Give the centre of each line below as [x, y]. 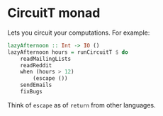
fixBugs [31, 92]
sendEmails [36, 85]
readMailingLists [46, 59]
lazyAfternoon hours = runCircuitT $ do [68, 52]
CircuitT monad [54, 13]
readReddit [36, 65]
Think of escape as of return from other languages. [81, 105]
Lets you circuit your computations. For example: [79, 33]
